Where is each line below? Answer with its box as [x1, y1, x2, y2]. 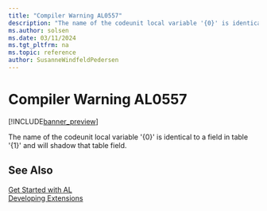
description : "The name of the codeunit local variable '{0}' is [8, 19, 229, 27]
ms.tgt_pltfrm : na [8, 41, 69, 49]
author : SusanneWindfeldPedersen [8, 57, 119, 64]
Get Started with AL [8, 185, 73, 194]
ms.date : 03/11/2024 [8, 33, 77, 42]
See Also [8, 164, 53, 178]
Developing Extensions [8, 193, 83, 203]
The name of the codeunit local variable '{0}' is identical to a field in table [8, 132, 249, 142]
